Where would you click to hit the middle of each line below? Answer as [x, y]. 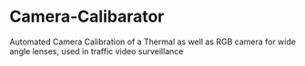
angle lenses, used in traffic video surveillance [97, 51]
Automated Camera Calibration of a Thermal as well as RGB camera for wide [152, 42]
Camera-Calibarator [87, 17]
